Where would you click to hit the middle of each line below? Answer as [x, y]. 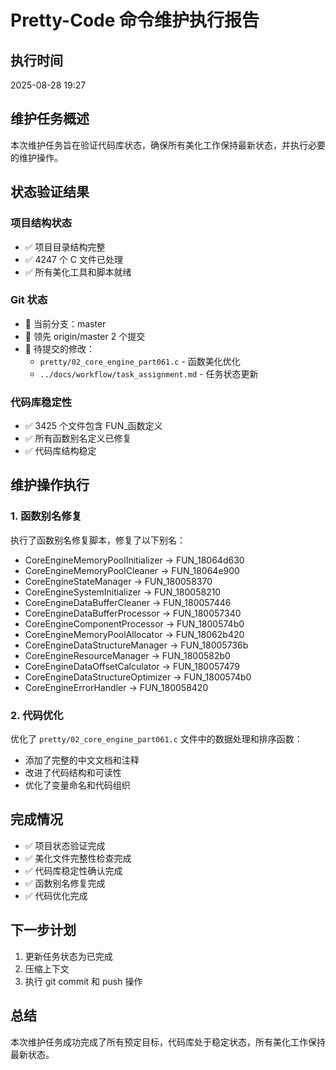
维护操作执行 [50, 485]
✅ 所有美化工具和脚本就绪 [78, 272]
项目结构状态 [41, 223]
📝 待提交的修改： [59, 348]
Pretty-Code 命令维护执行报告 [135, 20]
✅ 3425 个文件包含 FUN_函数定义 [93, 426]
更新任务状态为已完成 [68, 956]
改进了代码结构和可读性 [73, 773]
